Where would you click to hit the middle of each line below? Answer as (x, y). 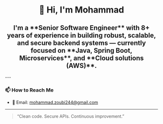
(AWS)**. (81, 66)
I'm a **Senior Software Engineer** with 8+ (81, 28)
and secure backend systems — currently (81, 43)
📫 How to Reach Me (29, 90)
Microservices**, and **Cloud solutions (81, 58)
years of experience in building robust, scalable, (81, 35)
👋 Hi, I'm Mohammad (81, 10)
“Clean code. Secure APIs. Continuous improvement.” (71, 116)
